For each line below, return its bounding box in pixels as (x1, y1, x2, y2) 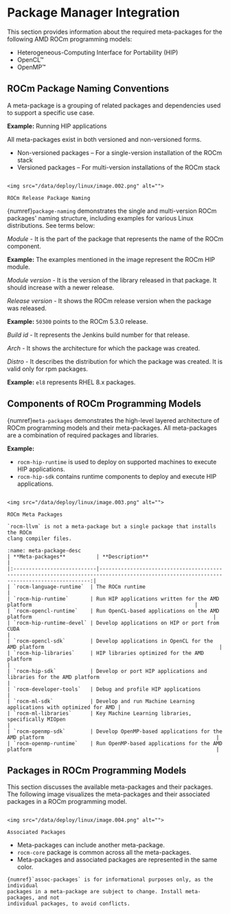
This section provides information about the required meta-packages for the (7, 28, 222, 36)
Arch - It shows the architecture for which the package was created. (7, 344, 200, 352)
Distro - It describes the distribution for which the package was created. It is (7, 357, 223, 366)
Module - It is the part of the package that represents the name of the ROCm (7, 234, 224, 242)
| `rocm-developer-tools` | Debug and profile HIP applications (7, 685, 201, 693)
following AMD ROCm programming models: (7, 34, 133, 43)
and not (37, 894, 60, 902)
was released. (7, 304, 47, 312)
